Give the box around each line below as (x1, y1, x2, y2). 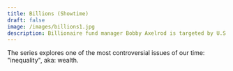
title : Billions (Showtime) (7, 10, 89, 17)
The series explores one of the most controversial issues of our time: (7, 49, 205, 57)
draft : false (7, 17, 45, 24)
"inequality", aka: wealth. (7, 56, 79, 65)
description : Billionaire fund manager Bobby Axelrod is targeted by (7, 29, 214, 37)
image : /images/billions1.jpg (7, 23, 96, 30)
